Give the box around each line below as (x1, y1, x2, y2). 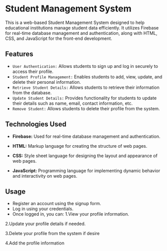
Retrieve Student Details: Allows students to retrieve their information (12, 84, 160, 90)
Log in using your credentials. (12, 206, 74, 212)
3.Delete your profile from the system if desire (5, 231, 100, 237)
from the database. (12, 89, 52, 95)
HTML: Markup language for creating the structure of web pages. (12, 143, 148, 149)
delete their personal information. (12, 79, 81, 85)
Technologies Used (5, 120, 66, 129)
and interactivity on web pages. (12, 173, 77, 179)
